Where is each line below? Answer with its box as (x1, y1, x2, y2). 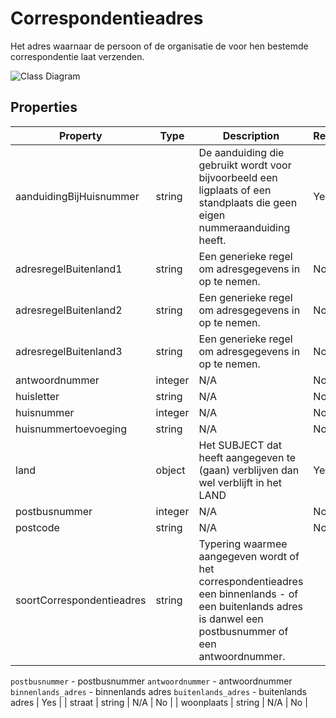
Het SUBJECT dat (198, 438, 282, 452)
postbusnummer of (198, 624, 289, 638)
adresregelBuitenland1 (15, 262, 123, 276)
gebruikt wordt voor (198, 158, 292, 172)
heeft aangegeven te (198, 450, 297, 464)
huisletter (15, 389, 60, 403)
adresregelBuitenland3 (15, 344, 123, 358)
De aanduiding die (198, 145, 285, 159)
